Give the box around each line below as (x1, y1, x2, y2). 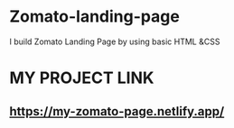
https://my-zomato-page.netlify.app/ (9, 104, 225, 119)
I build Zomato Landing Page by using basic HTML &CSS (9, 36, 220, 47)
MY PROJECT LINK (9, 68, 154, 88)
